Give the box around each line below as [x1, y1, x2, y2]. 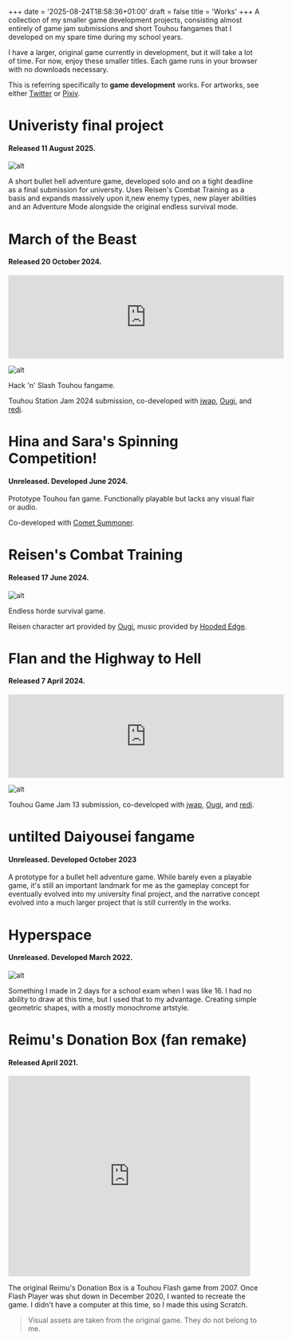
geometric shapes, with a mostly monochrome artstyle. [8, 1002, 190, 1013]
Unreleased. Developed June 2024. [8, 476, 128, 486]
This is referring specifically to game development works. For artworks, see [8, 80, 259, 89]
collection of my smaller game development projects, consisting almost [8, 15, 243, 25]
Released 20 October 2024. [8, 257, 102, 267]
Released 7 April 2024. [8, 676, 86, 686]
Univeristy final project [8, 117, 164, 135]
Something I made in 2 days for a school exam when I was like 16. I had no [8, 985, 252, 995]
